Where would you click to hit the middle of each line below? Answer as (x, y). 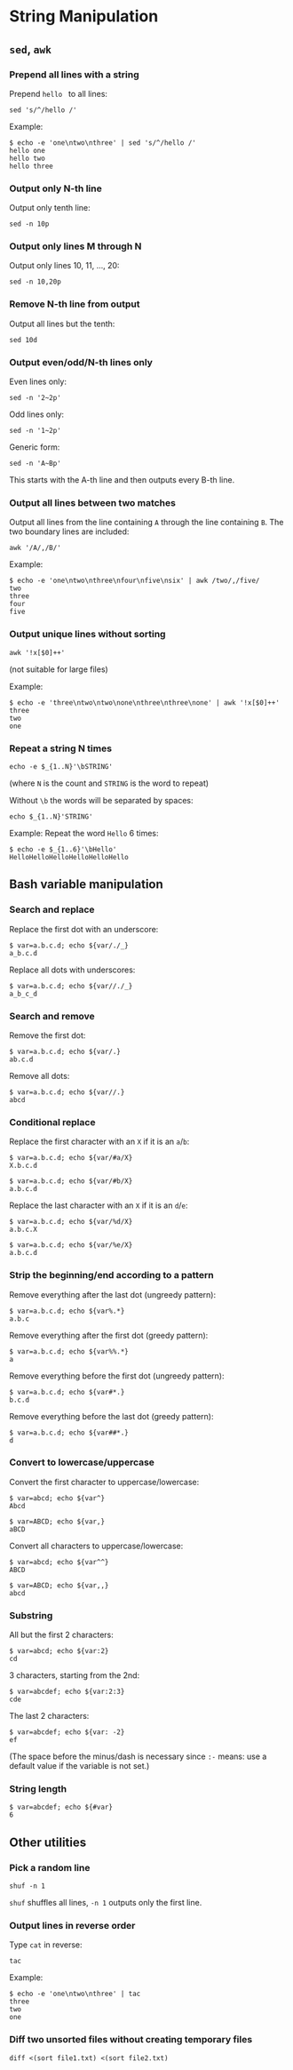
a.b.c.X (24, 1230)
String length (38, 1789)
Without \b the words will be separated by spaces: (101, 800)
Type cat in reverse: (46, 1945)
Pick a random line (50, 1867)
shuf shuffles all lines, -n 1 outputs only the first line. (106, 1903)
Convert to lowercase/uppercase (82, 1462)
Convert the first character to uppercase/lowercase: (104, 1482)
